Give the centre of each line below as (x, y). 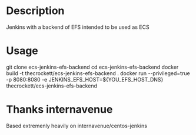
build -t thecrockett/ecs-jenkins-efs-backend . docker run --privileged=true (98, 73)
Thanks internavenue (59, 109)
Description (35, 11)
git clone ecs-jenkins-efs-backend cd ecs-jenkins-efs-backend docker (92, 67)
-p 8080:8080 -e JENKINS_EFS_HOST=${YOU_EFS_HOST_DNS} (85, 79)
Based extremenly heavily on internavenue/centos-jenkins (77, 126)
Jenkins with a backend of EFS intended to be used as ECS (78, 27)
